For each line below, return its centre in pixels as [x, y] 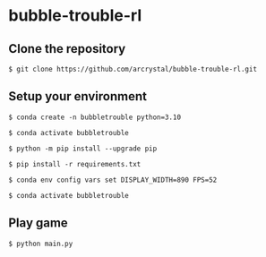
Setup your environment [77, 96]
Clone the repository [67, 49]
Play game [38, 223]
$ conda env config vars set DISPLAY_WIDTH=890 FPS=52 [113, 180]
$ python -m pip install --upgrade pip [83, 149]
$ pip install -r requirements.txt [75, 164]
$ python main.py [41, 244]
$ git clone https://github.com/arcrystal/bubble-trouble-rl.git [133, 69]
